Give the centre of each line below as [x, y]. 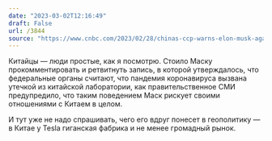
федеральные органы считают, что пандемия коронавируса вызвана [127, 78]
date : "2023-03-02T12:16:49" [57, 16]
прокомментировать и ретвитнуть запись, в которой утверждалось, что [134, 70]
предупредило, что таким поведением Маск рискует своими [115, 95]
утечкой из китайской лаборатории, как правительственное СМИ [122, 87]
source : [21, 38]
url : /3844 [27, 31]
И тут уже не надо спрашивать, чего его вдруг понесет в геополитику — [134, 120]
